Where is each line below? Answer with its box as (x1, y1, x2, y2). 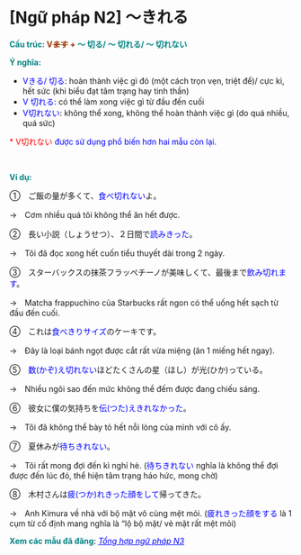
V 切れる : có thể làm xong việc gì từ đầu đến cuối (22, 96, 205, 107)
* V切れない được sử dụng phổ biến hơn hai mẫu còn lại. (9, 136, 217, 147)
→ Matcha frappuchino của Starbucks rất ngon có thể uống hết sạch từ (9, 297, 279, 308)
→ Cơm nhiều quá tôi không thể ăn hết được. (9, 209, 181, 220)
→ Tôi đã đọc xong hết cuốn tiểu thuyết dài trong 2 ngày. (9, 248, 226, 259)
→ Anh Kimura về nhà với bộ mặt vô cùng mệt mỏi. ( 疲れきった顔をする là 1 (9, 507, 292, 518)
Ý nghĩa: (9, 57, 42, 68)
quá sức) (22, 117, 56, 128)
